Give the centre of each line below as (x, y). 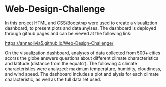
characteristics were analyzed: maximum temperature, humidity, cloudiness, (83, 69)
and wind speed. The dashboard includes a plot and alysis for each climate (82, 74)
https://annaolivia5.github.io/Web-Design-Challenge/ (59, 43)
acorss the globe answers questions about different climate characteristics (82, 58)
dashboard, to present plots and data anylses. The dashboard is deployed (81, 28)
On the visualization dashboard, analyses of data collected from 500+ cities (83, 53)
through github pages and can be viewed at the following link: (68, 33)
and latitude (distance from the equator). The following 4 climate (71, 63)
